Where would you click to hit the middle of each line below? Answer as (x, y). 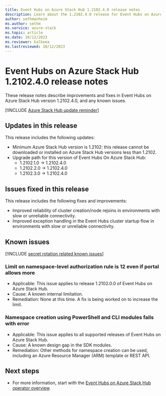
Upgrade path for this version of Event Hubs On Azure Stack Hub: (79, 158)
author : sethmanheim (26, 19)
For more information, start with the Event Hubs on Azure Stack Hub (82, 383)
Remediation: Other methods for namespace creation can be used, (80, 350)
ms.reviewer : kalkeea (27, 42)
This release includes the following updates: (50, 138)
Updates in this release (41, 125)
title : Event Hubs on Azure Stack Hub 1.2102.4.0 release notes (73, 10)
